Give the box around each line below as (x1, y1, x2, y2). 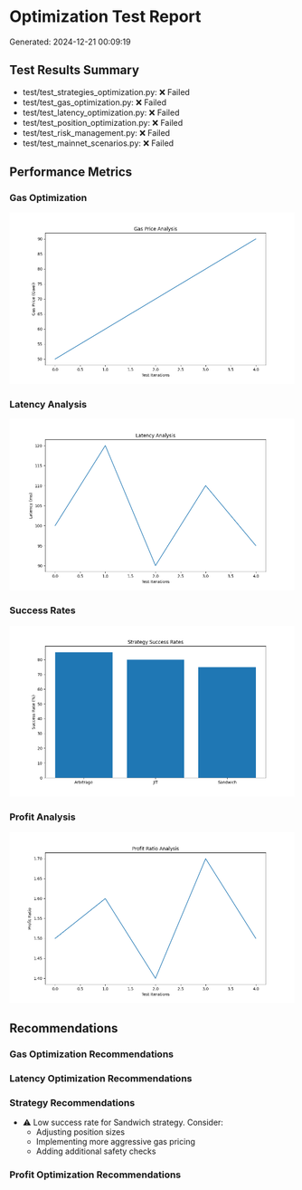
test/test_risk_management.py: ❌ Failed (22, 127, 170, 138)
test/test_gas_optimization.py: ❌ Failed (22, 97, 167, 108)
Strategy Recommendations (9, 1097, 136, 1109)
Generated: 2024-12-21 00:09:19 (9, 36, 131, 47)
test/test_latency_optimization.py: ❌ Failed (22, 107, 180, 118)
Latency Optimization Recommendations (9, 1072, 193, 1085)
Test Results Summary (9, 62, 140, 78)
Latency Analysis (9, 398, 88, 410)
